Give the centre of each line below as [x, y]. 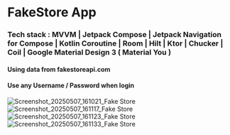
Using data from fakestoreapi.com [59, 69]
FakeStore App [52, 12]
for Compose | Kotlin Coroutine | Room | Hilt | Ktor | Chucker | [115, 43]
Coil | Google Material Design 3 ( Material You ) [89, 53]
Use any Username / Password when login [71, 85]
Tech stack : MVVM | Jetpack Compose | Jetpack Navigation [115, 35]
